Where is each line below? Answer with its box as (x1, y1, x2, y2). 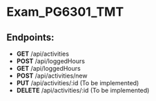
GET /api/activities (16, 49, 70, 58)
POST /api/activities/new (16, 71, 88, 80)
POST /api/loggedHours (16, 57, 86, 65)
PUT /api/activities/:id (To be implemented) (16, 79, 139, 87)
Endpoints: (6, 32, 55, 43)
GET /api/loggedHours (16, 65, 81, 72)
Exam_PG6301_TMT (6, 4, 124, 20)
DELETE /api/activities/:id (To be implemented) (16, 87, 150, 94)
